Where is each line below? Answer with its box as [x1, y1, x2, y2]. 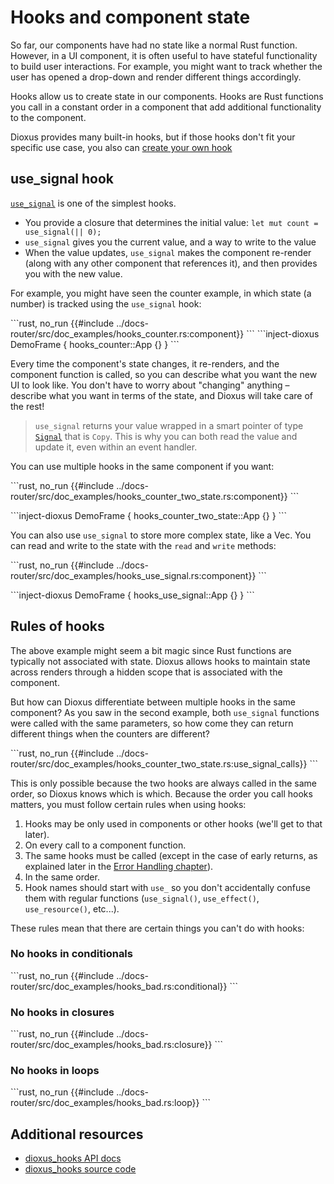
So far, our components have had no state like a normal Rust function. [10, 39, 298, 51]
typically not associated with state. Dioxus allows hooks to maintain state [10, 655, 311, 667]
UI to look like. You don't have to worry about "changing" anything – [10, 379, 290, 391]
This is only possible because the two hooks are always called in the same [10, 777, 317, 789]
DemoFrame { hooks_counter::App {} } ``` [10, 338, 180, 350]
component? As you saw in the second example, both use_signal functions [10, 706, 320, 718]
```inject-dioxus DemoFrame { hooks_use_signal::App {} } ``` [10, 589, 255, 601]
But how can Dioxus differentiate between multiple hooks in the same [10, 696, 296, 708]
